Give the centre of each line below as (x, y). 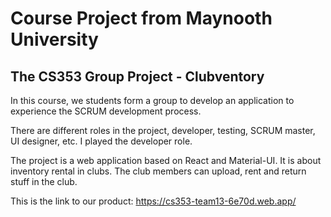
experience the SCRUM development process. (106, 111)
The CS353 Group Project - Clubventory (137, 76)
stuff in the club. (44, 181)
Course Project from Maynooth (141, 18)
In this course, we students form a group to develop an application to (152, 100)
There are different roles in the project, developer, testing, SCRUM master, (163, 130)
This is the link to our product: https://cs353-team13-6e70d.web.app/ (153, 201)
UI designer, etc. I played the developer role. (101, 141)
